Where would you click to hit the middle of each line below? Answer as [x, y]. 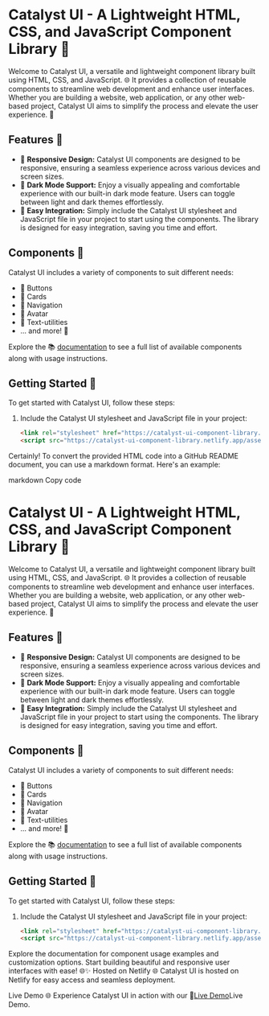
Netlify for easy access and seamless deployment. [92, 980]
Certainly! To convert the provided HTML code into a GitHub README [124, 456]
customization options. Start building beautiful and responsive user [119, 962]
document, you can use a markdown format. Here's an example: [114, 465]
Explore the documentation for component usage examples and [114, 954]
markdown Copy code [45, 480]
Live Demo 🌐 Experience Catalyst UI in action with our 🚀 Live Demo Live [126, 996]
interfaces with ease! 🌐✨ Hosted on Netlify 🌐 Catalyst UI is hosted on [124, 971]
